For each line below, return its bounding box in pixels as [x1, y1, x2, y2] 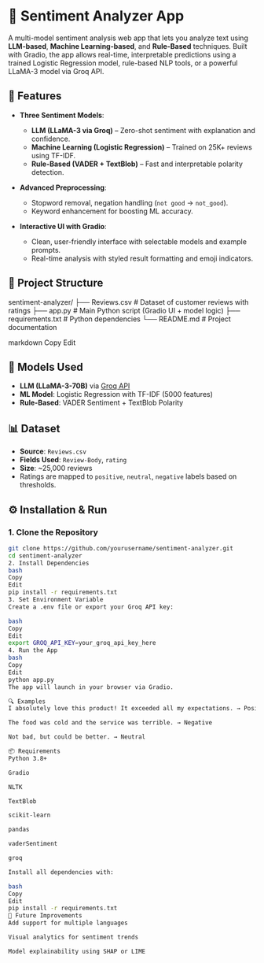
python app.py [8, 676, 55, 683]
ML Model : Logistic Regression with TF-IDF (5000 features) [19, 390, 214, 399]
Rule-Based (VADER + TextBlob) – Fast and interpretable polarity [31, 159, 244, 169]
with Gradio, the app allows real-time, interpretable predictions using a [8, 50, 236, 59]
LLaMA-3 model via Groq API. [8, 66, 104, 76]
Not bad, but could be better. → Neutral [8, 733, 146, 741]
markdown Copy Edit [8, 338, 76, 347]
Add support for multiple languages [8, 919, 128, 928]
